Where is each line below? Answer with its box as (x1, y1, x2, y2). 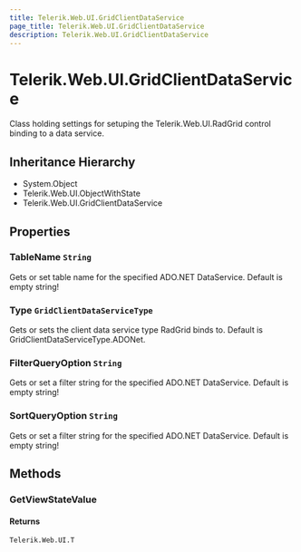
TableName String (9, 251, 92, 264)
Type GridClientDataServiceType (9, 304, 153, 316)
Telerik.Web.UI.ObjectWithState (22, 188, 141, 199)
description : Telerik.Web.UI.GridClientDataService (9, 30, 209, 39)
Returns (9, 516, 41, 527)
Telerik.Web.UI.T (9, 536, 75, 545)
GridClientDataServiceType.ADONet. (9, 334, 146, 345)
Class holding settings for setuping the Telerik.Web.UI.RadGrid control (9, 119, 272, 130)
